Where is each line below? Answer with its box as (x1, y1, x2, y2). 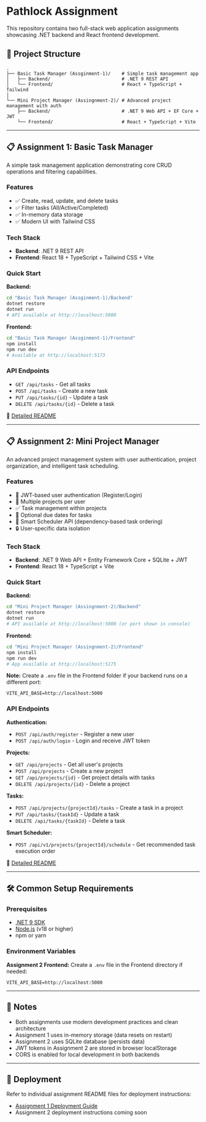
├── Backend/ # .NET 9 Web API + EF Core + (17, 108, 199, 114)
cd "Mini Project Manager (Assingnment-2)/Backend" (6, 604, 141, 610)
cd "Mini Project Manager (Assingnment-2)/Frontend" (6, 644, 144, 650)
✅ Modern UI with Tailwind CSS (15, 218, 96, 225)
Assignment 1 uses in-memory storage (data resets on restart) (15, 1031, 173, 1039)
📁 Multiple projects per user (15, 498, 86, 505)
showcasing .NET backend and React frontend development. (6, 31, 160, 38)
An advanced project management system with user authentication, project (6, 456, 197, 463)
